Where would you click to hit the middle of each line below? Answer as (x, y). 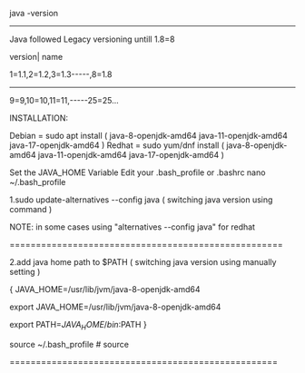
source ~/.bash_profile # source (69, 344)
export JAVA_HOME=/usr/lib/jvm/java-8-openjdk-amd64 (115, 307)
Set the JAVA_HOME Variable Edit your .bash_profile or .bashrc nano (138, 172)
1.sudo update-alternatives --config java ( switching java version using (141, 200)
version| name (36, 57)
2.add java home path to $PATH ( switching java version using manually (143, 262)
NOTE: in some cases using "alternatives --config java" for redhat (133, 227)
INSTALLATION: (39, 118)
